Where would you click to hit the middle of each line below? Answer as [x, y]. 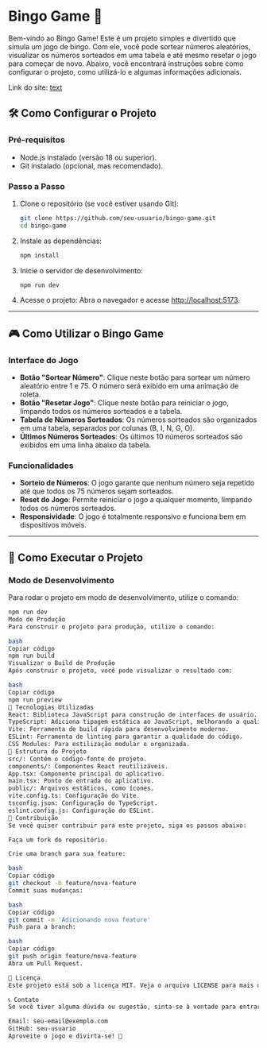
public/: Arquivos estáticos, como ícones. [81, 789]
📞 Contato [24, 1000]
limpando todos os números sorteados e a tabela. [101, 412]
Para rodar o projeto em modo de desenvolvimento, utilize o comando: [124, 597]
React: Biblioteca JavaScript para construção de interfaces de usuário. [133, 714]
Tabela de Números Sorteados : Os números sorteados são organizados [138, 420]
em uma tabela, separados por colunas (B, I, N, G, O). [107, 428]
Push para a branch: [43, 927]
